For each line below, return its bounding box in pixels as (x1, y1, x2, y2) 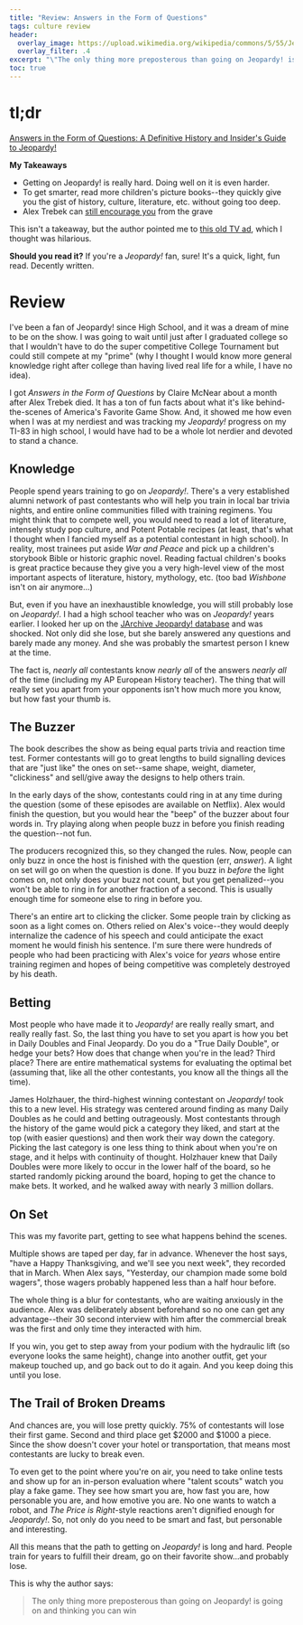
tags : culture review (9, 22, 91, 31)
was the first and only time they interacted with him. (9, 1323, 202, 1334)
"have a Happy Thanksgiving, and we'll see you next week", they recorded (9, 1258, 286, 1268)
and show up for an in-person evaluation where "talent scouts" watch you (9, 1475, 284, 1487)
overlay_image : (17, 38, 75, 48)
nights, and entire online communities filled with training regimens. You (9, 504, 273, 515)
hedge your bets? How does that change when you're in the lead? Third (9, 1047, 276, 1058)
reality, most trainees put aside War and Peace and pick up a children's (9, 543, 275, 554)
